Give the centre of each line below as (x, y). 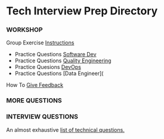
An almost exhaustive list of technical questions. (66, 129)
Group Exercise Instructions (40, 43)
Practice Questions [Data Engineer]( (59, 74)
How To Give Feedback (35, 85)
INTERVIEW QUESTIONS (42, 117)
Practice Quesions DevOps (48, 67)
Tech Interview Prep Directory (82, 11)
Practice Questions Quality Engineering (63, 61)
